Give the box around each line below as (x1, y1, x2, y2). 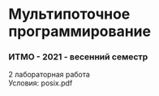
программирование (8, 22, 152, 41)
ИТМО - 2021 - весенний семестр (8, 51, 148, 63)
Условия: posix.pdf (8, 78, 73, 88)
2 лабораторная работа (8, 70, 91, 80)
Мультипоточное (8, 5, 131, 24)
